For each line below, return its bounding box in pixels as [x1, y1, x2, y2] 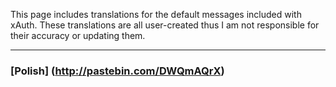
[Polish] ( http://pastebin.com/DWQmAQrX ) [10, 64, 225, 78]
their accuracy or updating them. [10, 30, 146, 41]
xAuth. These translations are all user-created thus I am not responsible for [10, 19, 320, 31]
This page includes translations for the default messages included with [10, 9, 302, 20]
